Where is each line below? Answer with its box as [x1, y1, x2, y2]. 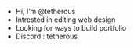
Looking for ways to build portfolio [15, 23, 127, 32]
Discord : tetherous [15, 31, 78, 41]
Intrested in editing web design [15, 15, 116, 24]
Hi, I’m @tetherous [15, 7, 76, 16]
